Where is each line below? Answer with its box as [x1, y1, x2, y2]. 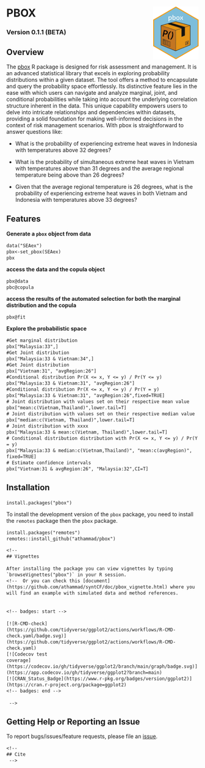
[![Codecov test [6, 651, 48, 657]
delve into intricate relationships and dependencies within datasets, [6, 108, 176, 116]
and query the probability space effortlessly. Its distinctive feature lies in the [6, 83, 197, 90]
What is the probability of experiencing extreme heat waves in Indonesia [15, 139, 197, 147]
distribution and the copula [6, 301, 77, 309]
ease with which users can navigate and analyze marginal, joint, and [6, 89, 178, 96]
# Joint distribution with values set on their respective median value [6, 410, 195, 417]
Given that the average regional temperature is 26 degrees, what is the [15, 183, 193, 190]
